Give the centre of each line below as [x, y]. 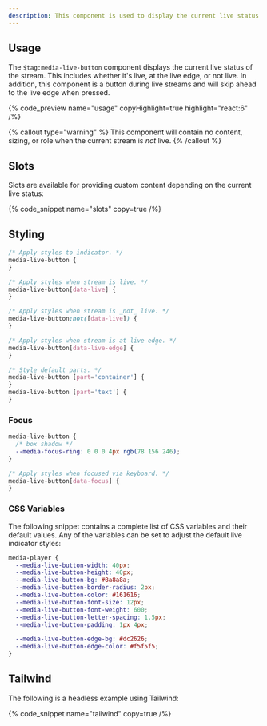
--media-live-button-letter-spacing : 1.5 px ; [91, 617]
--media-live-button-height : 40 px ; [75, 572]
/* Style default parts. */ [55, 370]
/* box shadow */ [44, 445]
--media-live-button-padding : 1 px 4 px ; [82, 624]
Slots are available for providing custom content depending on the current [130, 185]
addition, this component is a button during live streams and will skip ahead [133, 84]
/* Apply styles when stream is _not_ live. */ [89, 311]
